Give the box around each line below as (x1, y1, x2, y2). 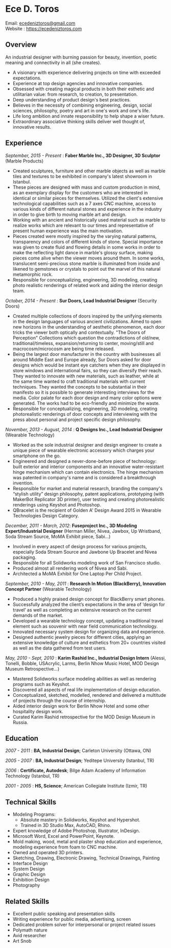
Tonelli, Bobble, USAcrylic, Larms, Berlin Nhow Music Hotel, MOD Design (5, 660, 159, 667)
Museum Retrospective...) (5, 665, 60, 672)
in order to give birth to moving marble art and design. (12, 211, 127, 217)
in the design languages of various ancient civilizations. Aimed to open (12, 318, 162, 325)
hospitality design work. (12, 708, 63, 714)
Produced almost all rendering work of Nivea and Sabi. (12, 565, 128, 571)
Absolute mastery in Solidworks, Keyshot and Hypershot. (20, 817, 140, 823)
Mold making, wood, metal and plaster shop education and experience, (12, 839, 162, 845)
